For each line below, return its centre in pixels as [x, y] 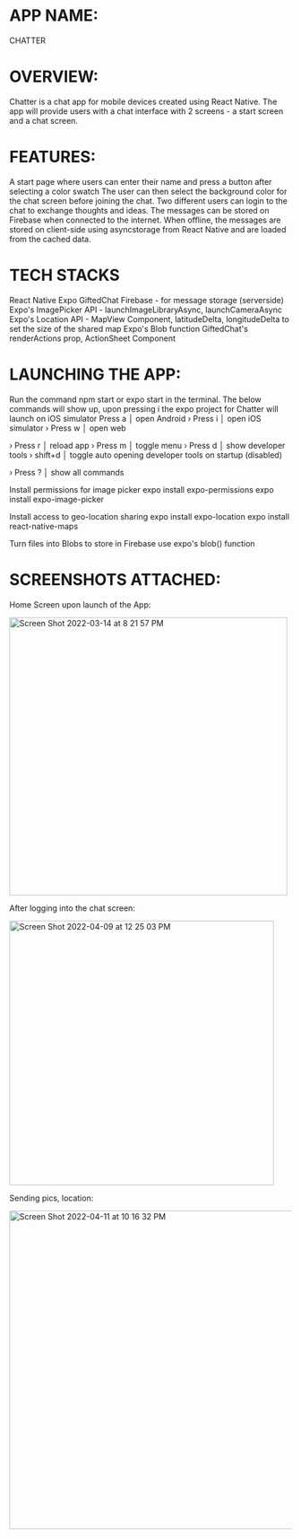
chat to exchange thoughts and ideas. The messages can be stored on [140, 210]
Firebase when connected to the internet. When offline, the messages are [145, 220]
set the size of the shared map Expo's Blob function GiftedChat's [129, 328]
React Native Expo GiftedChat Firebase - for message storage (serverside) [147, 300]
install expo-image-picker [57, 499]
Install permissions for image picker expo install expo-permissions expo [142, 489]
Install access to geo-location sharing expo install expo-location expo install [149, 516]
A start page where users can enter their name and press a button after [141, 181]
